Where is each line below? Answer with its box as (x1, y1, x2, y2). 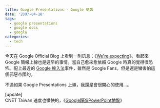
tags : (5, 16, 16, 21)
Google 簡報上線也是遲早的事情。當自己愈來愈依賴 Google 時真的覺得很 (5, 59, 149, 65)
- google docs (9, 25, 38, 30)
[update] (5, 91, 22, 97)
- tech (9, 39, 23, 44)
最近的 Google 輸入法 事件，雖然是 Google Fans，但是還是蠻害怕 (21, 65, 151, 71)
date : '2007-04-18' (5, 12, 45, 17)
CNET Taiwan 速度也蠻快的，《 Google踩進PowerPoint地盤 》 (5, 97, 124, 103)
